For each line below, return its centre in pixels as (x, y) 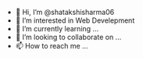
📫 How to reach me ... (52, 46)
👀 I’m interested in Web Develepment (75, 20)
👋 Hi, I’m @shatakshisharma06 (65, 12)
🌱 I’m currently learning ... (57, 29)
